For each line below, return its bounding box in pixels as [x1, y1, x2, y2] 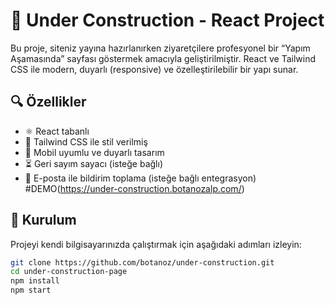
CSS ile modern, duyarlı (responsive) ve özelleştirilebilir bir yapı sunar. [10, 63, 299, 75]
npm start [10, 285, 52, 296]
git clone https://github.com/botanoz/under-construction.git [10, 257, 275, 268]
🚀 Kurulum [10, 212, 77, 229]
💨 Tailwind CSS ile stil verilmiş [24, 135, 148, 148]
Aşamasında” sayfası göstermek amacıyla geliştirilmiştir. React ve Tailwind [10, 52, 317, 64]
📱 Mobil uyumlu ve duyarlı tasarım [24, 146, 165, 158]
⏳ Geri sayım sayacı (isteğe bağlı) [24, 157, 164, 169]
